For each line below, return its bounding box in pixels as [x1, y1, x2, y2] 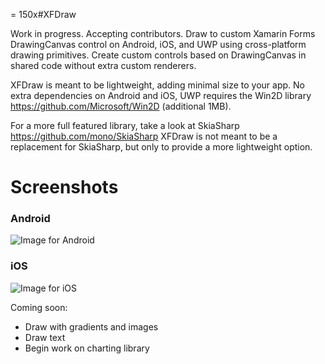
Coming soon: [10, 301, 68, 313]
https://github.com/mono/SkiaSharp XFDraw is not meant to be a [10, 130, 278, 142]
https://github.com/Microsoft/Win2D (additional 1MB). [10, 100, 232, 112]
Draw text [24, 331, 66, 343]
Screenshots [10, 176, 119, 199]
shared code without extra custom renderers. [10, 60, 197, 71]
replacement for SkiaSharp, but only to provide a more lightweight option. [10, 141, 313, 153]
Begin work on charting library [24, 342, 150, 354]
